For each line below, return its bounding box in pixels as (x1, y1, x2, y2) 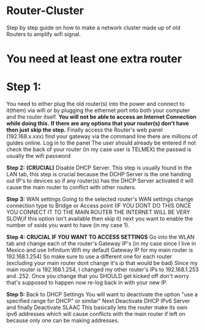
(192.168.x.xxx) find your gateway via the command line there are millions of (6, 133, 198, 140)
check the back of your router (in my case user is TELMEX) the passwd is (6, 146, 192, 153)
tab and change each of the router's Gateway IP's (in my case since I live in (6, 240, 196, 247)
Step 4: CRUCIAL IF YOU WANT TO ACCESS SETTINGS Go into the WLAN (6, 233, 195, 241)
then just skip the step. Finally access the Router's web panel (6, 126, 163, 133)
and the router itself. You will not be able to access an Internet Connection (6, 113, 197, 121)
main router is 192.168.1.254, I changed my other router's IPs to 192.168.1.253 (6, 266, 199, 273)
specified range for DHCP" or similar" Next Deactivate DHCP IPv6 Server (6, 298, 191, 305)
